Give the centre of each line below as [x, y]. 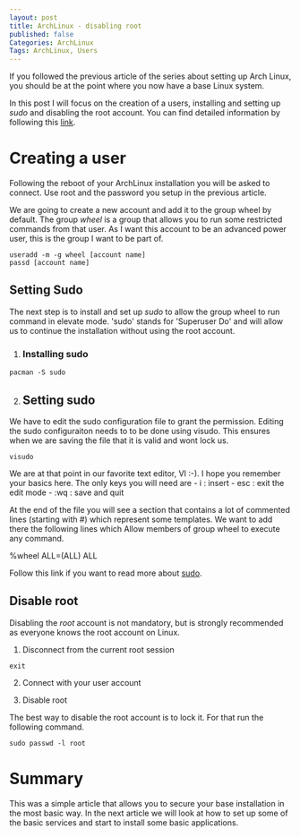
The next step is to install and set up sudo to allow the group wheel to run [145, 312]
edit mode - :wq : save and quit [67, 492]
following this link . [43, 123]
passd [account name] [50, 263]
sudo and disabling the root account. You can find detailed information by [145, 113]
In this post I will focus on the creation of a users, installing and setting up [145, 103]
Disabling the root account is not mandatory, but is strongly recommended [146, 622]
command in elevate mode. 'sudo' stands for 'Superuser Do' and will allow [146, 321]
